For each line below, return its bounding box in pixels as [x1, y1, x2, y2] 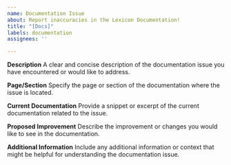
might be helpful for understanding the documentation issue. [7, 151, 180, 159]
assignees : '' [7, 36, 48, 43]
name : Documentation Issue [7, 10, 85, 17]
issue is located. [7, 89, 54, 97]
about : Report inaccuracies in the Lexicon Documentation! [7, 16, 181, 23]
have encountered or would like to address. [7, 68, 130, 76]
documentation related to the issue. [7, 109, 108, 118]
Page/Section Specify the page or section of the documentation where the [7, 81, 221, 89]
